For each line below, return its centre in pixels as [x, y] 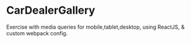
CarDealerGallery [51, 10]
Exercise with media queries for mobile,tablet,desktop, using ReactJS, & [95, 27]
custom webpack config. [37, 33]
